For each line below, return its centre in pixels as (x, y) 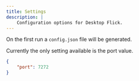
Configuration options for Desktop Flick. (70, 22)
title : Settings (26, 12)
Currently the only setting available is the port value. (70, 51)
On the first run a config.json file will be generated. (69, 40)
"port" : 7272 (33, 67)
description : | (25, 17)
